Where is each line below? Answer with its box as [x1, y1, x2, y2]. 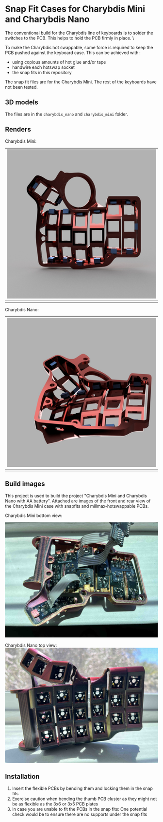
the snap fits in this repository [12, 69, 72, 75]
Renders [5, 125, 32, 134]
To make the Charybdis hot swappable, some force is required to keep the [5, 44, 153, 50]
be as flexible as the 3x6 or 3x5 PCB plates [12, 801, 98, 807]
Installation [5, 772, 40, 781]
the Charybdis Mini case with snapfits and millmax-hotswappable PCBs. [5, 503, 149, 509]
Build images [5, 480, 45, 488]
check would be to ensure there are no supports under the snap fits [12, 811, 147, 817]
